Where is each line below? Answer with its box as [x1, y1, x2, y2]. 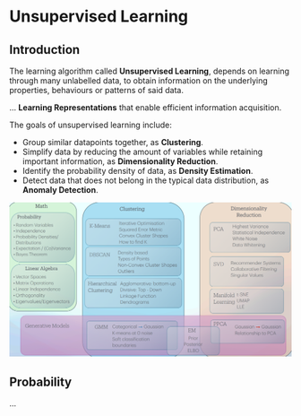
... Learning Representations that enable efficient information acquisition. [9, 102, 282, 113]
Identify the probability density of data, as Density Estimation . [21, 166, 254, 176]
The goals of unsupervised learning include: [9, 119, 172, 130]
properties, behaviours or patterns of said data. [9, 85, 185, 95]
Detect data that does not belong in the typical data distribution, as [21, 175, 270, 186]
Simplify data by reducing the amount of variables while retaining [21, 146, 263, 157]
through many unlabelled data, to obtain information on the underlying [9, 75, 269, 86]
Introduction [9, 42, 81, 57]
